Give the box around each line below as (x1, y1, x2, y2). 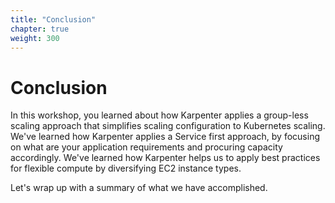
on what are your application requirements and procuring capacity (10, 141, 283, 153)
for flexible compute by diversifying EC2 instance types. (10, 162, 242, 175)
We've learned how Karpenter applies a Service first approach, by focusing (10, 131, 320, 143)
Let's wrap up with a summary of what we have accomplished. (10, 182, 268, 194)
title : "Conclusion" (10, 14, 97, 25)
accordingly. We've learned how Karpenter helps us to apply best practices (10, 152, 321, 164)
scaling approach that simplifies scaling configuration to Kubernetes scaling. (10, 120, 326, 132)
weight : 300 (10, 33, 60, 43)
